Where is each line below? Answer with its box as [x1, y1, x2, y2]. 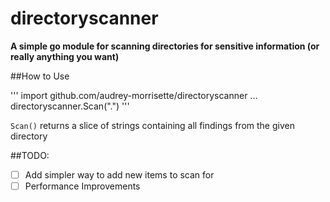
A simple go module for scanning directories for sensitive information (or [10, 40, 320, 52]
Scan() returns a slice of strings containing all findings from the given [10, 119, 295, 131]
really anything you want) [10, 50, 120, 62]
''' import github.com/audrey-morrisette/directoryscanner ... [10, 89, 258, 101]
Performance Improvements [24, 180, 141, 192]
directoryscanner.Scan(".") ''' [10, 100, 130, 112]
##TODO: [10, 149, 50, 161]
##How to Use [10, 70, 70, 82]
